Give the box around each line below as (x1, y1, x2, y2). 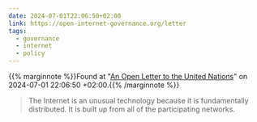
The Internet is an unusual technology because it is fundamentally (28, 96, 249, 105)
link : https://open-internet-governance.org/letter (8, 19, 186, 27)
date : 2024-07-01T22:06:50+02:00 (8, 11, 122, 20)
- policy (15, 49, 45, 57)
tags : (8, 27, 27, 35)
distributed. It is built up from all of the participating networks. (28, 104, 235, 114)
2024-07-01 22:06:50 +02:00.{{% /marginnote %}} (8, 80, 180, 90)
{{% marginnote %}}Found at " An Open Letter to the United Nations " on (8, 72, 248, 81)
